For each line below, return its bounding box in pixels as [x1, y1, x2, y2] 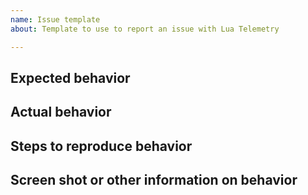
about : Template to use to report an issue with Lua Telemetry [10, 24, 280, 34]
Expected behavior [10, 69, 131, 86]
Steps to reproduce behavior [10, 137, 193, 155]
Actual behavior [10, 104, 112, 121]
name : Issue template [10, 14, 101, 25]
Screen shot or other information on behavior [10, 172, 298, 189]
